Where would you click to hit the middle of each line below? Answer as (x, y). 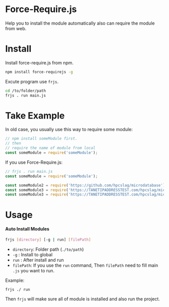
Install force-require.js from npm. (39, 63)
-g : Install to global (32, 254)
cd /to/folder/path (26, 91)
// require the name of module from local (50, 148)
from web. (16, 28)
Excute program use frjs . (32, 81)
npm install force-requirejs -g (39, 72)
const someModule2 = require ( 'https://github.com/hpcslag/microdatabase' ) (85, 185)
